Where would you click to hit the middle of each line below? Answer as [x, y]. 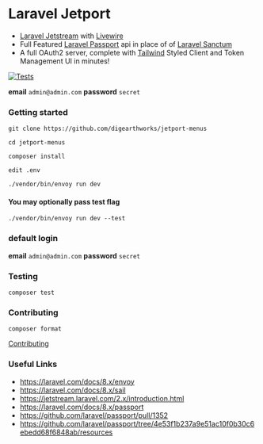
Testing [23, 276]
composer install [37, 157]
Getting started [38, 112]
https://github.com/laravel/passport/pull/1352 [94, 415]
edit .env [25, 170]
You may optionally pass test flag [64, 201]
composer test [32, 293]
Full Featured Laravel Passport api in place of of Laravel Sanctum [126, 44]
